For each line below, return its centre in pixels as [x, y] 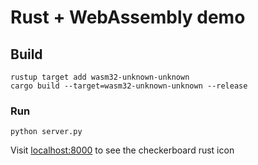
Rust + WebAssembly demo [128, 17]
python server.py [46, 132]
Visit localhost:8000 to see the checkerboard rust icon [122, 150]
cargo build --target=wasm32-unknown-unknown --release [129, 86]
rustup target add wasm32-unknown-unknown [100, 77]
